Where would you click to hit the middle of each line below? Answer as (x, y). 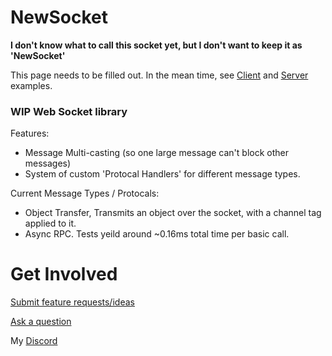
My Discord (34, 341)
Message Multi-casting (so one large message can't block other (156, 153)
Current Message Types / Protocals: (85, 193)
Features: (30, 133)
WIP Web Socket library (69, 111)
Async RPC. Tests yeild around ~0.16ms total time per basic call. (157, 234)
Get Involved (64, 274)
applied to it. (50, 223)
